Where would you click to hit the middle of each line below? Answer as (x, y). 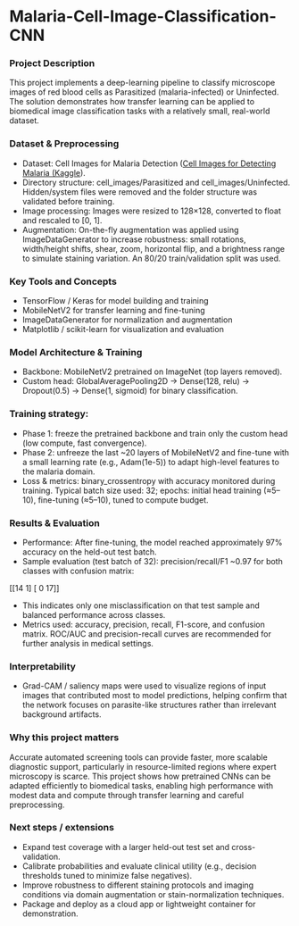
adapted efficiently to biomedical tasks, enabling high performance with (141, 785)
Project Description (52, 63)
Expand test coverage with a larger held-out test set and (126, 847)
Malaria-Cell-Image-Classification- (143, 17)
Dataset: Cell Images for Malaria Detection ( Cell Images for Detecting (149, 163)
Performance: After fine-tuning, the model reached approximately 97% (152, 542)
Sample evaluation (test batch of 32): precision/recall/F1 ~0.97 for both (152, 561)
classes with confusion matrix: (78, 571)
